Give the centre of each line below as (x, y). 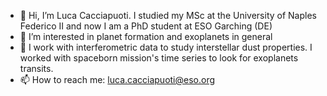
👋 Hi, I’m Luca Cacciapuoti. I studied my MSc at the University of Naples (168, 15)
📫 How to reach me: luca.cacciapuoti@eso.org (117, 79)
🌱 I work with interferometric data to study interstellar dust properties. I (166, 47)
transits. (36, 68)
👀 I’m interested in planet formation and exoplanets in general (146, 36)
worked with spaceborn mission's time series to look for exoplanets (159, 58)
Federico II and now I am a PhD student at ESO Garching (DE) (146, 26)
